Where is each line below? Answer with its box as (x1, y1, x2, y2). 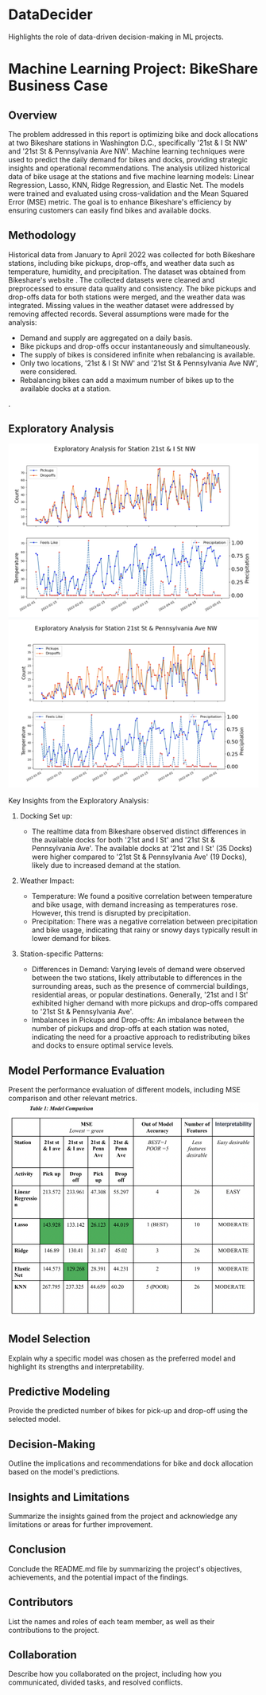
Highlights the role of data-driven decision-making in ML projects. (8, 32, 224, 41)
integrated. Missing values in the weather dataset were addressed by (8, 300, 234, 310)
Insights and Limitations (8, 1490, 130, 1504)
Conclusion (8, 1543, 67, 1556)
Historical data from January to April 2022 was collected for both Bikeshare (8, 249, 256, 260)
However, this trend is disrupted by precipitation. (31, 908, 191, 918)
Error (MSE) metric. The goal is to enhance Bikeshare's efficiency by (8, 197, 232, 206)
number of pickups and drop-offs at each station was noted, (31, 1024, 229, 1033)
